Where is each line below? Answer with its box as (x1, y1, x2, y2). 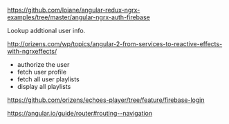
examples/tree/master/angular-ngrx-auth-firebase (7, 13, 150, 21)
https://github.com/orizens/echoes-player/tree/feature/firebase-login (7, 96, 205, 104)
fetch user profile (17, 68, 67, 76)
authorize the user (17, 61, 70, 68)
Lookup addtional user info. (7, 27, 86, 34)
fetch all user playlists (17, 75, 80, 83)
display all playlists (17, 83, 71, 90)
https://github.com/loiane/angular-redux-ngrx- (7, 6, 140, 14)
